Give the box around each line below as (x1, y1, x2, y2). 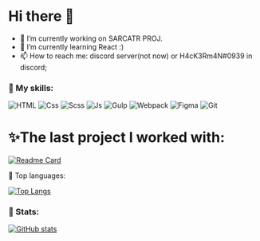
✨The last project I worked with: (8, 128, 226, 147)
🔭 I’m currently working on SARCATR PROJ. (19, 34, 163, 43)
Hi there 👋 (8, 7, 74, 26)
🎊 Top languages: (8, 171, 66, 180)
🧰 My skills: (8, 82, 54, 93)
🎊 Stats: (8, 207, 40, 218)
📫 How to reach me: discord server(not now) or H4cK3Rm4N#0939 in (19, 51, 253, 61)
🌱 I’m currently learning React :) (19, 41, 124, 51)
